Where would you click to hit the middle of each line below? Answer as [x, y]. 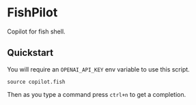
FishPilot [32, 13]
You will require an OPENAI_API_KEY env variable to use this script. [98, 69]
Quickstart [30, 53]
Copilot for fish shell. [37, 31]
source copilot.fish [37, 82]
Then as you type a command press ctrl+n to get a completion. [97, 94]
